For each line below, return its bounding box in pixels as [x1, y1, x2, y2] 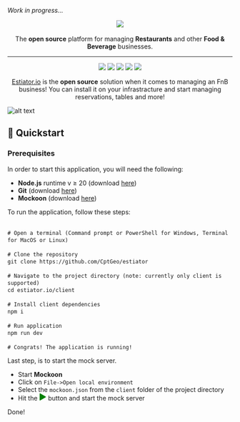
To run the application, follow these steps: [7, 207, 131, 216]
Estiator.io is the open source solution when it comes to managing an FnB [11, 78, 229, 86]
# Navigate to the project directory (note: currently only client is [7, 272, 222, 279]
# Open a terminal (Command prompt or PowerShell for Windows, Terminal [7, 229, 229, 236]
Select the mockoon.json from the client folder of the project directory [17, 385, 224, 393]
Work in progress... [7, 6, 64, 14]
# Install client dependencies [7, 301, 101, 308]
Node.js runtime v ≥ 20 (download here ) [17, 179, 137, 187]
